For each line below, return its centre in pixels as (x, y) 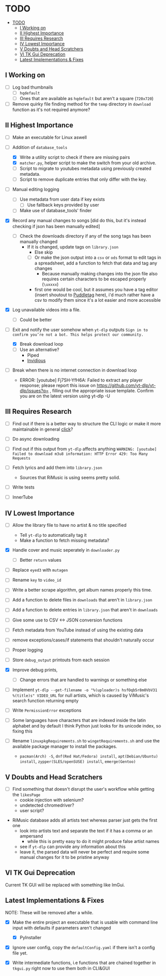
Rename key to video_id (37, 580)
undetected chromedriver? (47, 805)
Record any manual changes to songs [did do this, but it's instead (79, 221)
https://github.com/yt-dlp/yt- (126, 385)
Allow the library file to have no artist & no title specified (69, 525)
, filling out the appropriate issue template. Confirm (102, 391)
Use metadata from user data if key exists (62, 199)
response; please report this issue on (57, 385)
